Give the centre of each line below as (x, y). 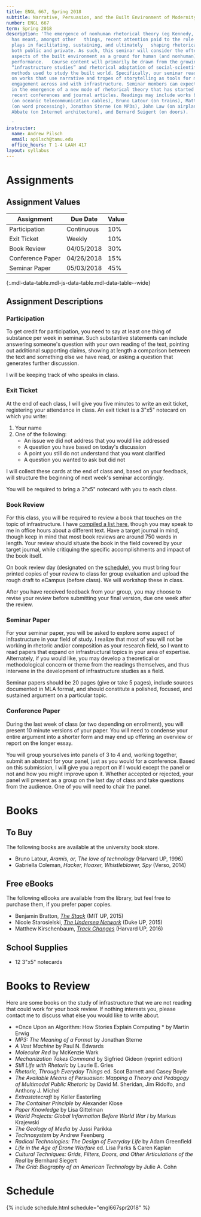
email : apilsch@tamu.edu (42, 139)
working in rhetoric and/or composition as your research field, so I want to (98, 646)
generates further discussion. (42, 363)
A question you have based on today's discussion (85, 447)
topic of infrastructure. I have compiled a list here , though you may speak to (100, 524)
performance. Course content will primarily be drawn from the (95, 62)
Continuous (83, 229)
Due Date (84, 219)
